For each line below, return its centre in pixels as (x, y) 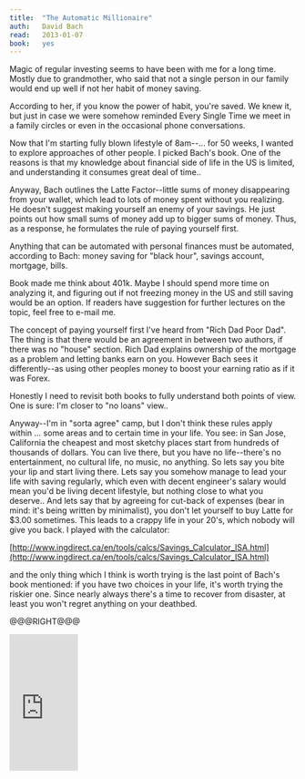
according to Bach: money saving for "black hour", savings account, (137, 256)
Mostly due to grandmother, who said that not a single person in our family (149, 79)
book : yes (32, 43)
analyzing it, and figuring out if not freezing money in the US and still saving (152, 293)
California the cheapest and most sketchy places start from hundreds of (144, 443)
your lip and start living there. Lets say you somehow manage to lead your (148, 472)
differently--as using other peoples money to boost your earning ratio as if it (152, 369)
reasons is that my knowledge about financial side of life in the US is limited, (152, 163)
